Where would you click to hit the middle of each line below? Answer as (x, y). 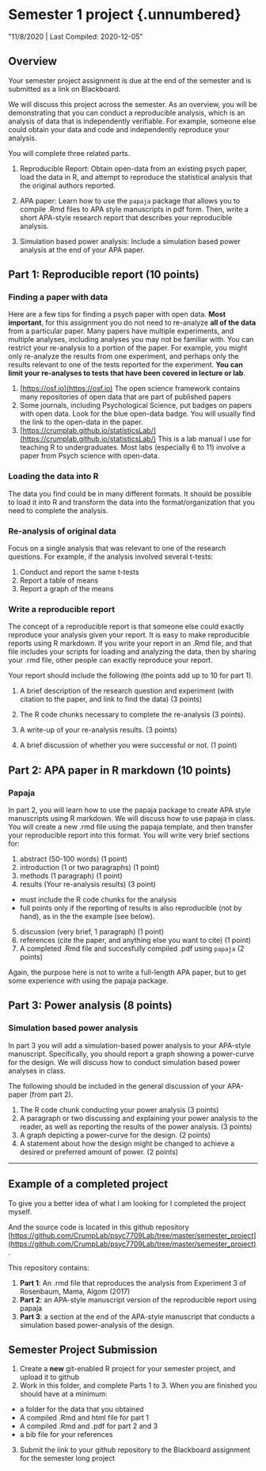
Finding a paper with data (58, 297)
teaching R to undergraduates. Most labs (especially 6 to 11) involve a (132, 447)
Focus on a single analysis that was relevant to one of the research (117, 549)
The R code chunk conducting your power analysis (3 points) (119, 1109)
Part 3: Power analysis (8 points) (90, 1006)
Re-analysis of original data (62, 530)
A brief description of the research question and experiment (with (127, 691)
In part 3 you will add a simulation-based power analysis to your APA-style (129, 1045)
